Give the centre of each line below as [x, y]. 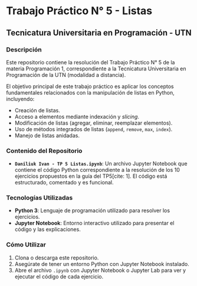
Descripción [24, 50]
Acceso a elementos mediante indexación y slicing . [77, 116]
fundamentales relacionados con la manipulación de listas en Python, [91, 92]
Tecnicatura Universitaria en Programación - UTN [99, 33]
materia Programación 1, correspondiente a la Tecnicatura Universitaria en [96, 69]
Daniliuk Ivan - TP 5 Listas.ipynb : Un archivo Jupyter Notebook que [101, 164]
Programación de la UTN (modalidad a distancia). [66, 74]
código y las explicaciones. [47, 229]
